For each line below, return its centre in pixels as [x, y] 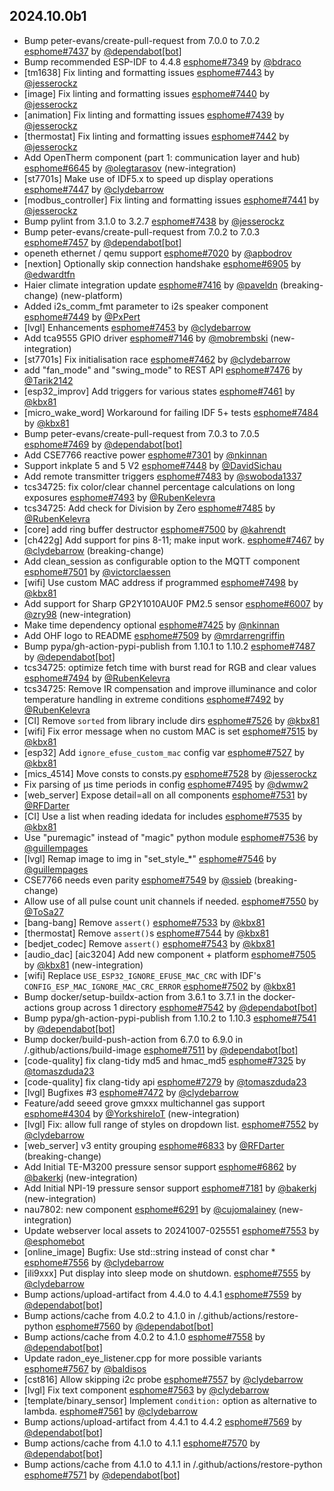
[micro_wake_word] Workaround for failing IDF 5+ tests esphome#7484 [171, 412]
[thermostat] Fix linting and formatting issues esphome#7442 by [156, 136]
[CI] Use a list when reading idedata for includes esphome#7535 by [163, 816]
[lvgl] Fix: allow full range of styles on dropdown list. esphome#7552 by [171, 1124]
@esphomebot [54, 1241]
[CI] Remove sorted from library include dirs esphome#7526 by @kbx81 [171, 720]
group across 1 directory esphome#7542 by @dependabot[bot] [187, 1007]
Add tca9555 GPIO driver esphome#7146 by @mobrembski [146, 338]
